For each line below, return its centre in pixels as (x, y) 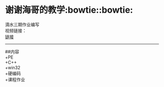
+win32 (13, 67)
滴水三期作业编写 (22, 24)
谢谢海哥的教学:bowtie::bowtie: (69, 10)
